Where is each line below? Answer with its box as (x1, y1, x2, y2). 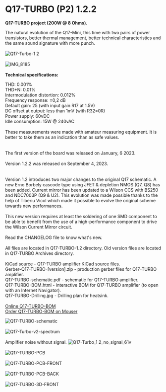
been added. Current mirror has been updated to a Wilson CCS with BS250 (5, 187, 159, 193)
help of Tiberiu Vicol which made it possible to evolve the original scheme (5, 197, 156, 203)
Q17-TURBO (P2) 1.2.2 (5, 3, 97, 15)
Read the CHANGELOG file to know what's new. (5, 235, 103, 240)
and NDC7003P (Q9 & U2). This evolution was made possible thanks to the (5, 192, 158, 198)
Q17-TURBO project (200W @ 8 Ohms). (5, 20, 88, 26)
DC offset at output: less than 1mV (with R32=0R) (5, 108, 106, 114)
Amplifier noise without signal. (5, 339, 67, 345)
